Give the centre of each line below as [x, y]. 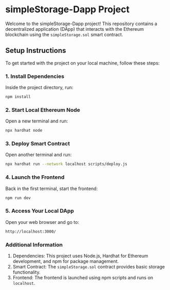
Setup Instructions [36, 50]
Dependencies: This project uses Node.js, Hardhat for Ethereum [80, 256]
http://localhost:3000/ [31, 232]
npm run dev [18, 198]
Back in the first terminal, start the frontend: [52, 189]
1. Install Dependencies [35, 76]
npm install [18, 97]
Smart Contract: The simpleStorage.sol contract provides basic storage [89, 266]
